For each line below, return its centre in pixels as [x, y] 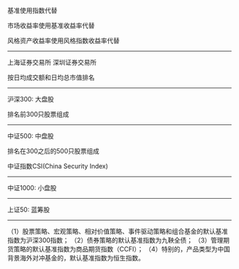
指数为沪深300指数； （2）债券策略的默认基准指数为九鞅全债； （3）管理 [116, 240]
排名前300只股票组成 [38, 114]
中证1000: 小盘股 [32, 188]
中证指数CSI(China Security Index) [58, 166]
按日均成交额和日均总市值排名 [51, 77]
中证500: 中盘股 [31, 136]
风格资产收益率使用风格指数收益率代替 [63, 40]
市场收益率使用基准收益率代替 [51, 26]
